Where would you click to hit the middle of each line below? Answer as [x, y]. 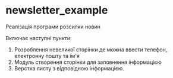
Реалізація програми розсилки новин [53, 27]
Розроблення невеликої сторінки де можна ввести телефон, [91, 49]
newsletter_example [57, 10]
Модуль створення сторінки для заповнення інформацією [88, 62]
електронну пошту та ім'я [47, 56]
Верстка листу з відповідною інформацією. [69, 68]
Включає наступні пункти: [39, 38]
